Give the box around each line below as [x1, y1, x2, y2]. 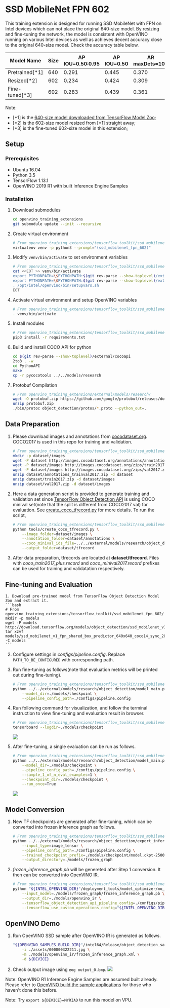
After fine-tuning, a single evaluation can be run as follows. [12, 743, 136, 750]
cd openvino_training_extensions [12, 216, 83, 221]
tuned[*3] [8, 91, 32, 98]
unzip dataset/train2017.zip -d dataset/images [12, 477, 115, 482]
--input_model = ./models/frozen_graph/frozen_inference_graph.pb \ [22, 891, 165, 897]
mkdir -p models [5, 616, 39, 621]
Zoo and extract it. [5, 598, 49, 603]
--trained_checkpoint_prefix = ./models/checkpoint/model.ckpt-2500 [22, 852, 165, 857]
